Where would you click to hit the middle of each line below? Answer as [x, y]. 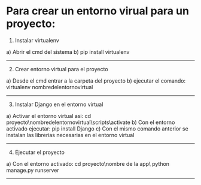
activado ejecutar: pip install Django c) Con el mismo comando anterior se [97, 128]
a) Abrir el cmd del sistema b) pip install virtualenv [68, 51]
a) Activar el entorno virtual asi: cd [49, 116]
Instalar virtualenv [37, 40]
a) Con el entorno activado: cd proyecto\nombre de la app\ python [88, 163]
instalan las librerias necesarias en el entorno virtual [70, 135]
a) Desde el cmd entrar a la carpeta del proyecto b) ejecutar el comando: [96, 81]
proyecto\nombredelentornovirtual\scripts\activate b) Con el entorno [91, 122]
